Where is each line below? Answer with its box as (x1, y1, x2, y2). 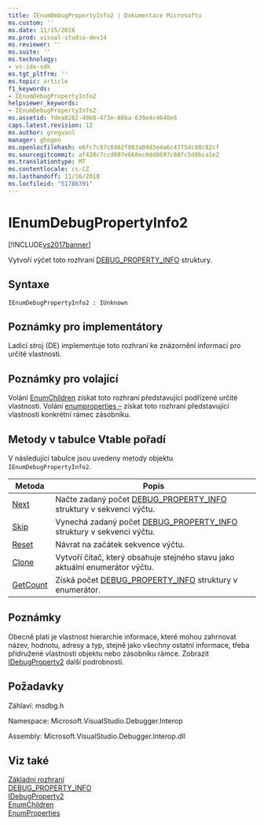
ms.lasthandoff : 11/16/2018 (8, 172, 101, 181)
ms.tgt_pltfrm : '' (8, 70, 68, 78)
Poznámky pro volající (8, 372, 119, 386)
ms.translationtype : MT (8, 158, 86, 166)
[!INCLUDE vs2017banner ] (8, 239, 92, 249)
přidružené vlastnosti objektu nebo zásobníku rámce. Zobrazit (8, 649, 210, 658)
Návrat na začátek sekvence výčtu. (54, 538, 185, 549)
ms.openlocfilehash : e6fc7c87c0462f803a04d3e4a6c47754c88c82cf (8, 143, 220, 151)
